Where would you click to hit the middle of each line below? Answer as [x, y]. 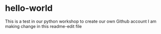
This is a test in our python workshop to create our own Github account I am [81, 21]
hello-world [29, 8]
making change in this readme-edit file [44, 26]
